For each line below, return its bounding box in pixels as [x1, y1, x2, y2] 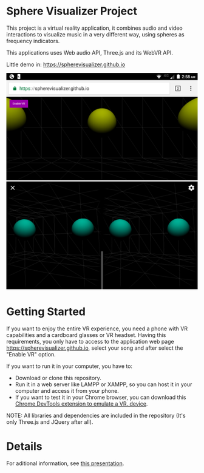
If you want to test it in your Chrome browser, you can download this [15, 393, 186, 401]
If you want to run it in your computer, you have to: [6, 362, 132, 370]
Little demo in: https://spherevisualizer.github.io [6, 61, 126, 68]
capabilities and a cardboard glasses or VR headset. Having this [6, 331, 166, 338]
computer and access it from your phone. [15, 387, 120, 394]
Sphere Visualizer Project [6, 4, 138, 18]
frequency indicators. [6, 37, 60, 44]
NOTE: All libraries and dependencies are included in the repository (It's [6, 412, 186, 419]
